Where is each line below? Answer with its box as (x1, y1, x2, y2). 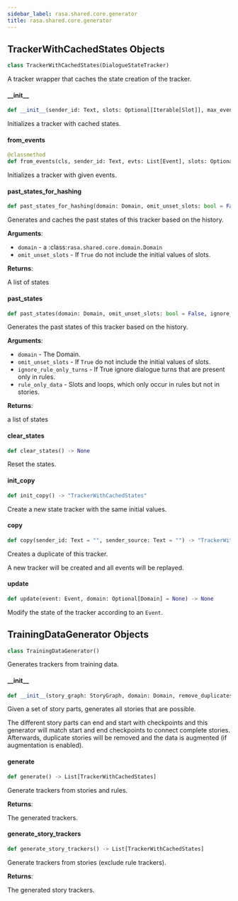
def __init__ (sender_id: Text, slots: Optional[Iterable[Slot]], (7, 107, 204, 114)
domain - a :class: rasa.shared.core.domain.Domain (17, 243, 163, 251)
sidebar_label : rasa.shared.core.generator (7, 10, 138, 18)
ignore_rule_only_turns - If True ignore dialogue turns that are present (17, 365, 225, 374)
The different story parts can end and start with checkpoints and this (7, 718, 208, 727)
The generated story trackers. (7, 885, 95, 894)
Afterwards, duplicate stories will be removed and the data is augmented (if (7, 734, 227, 742)
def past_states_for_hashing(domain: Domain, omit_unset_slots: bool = (7, 203, 223, 210)
